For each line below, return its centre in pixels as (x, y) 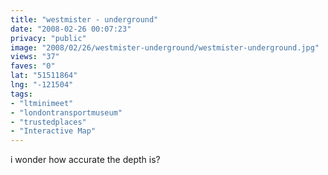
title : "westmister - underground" (84, 19)
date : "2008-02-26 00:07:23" (71, 29)
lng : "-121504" (42, 85)
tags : (21, 94)
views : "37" (35, 57)
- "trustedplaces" (48, 122)
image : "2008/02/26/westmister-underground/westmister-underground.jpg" (165, 47)
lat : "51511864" (44, 76)
